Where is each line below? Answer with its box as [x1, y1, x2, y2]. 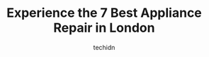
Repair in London [53, 20, 155, 36]
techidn [93, 43, 115, 51]
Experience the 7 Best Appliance [6, 5, 203, 21]
